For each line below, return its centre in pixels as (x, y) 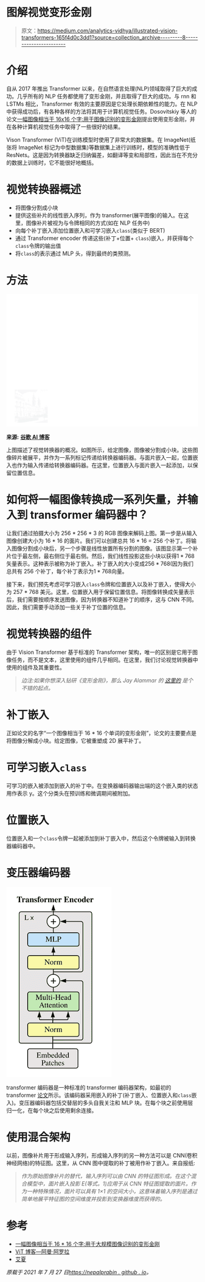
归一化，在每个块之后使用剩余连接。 (52, 1110)
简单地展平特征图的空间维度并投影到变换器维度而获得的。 (93, 1199)
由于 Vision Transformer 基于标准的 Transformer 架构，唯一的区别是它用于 (99, 652)
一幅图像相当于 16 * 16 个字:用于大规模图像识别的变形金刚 (87, 1244)
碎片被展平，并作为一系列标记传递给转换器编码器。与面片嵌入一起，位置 (102, 458)
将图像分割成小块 (36, 208)
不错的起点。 (37, 688)
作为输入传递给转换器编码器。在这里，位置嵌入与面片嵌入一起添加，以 (105, 465)
